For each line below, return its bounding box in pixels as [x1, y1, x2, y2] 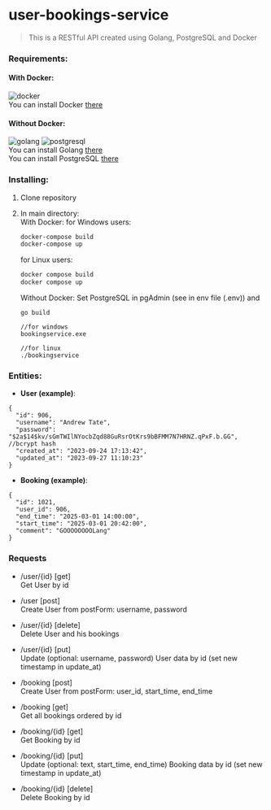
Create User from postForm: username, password [20, 604, 187, 614]
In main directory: [20, 208, 80, 218]
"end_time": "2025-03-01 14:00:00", [15, 512, 140, 521]
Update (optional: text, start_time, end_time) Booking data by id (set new [20, 759, 263, 769]
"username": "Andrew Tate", [15, 419, 111, 427]
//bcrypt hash [8, 440, 57, 448]
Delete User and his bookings [20, 629, 120, 638]
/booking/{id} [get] [20, 726, 84, 736]
